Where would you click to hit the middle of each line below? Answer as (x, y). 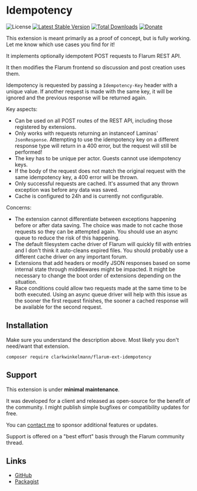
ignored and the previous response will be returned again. (76, 98)
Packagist (27, 482)
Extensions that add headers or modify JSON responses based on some (102, 263)
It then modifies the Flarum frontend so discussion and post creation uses (96, 67)
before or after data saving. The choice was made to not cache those (98, 225)
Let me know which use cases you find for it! (60, 44)
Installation (27, 326)
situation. (26, 282)
